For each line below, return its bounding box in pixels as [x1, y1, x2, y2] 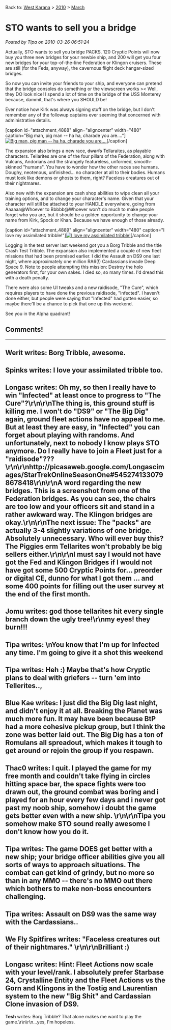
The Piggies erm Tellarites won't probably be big [5, 542, 162, 551]
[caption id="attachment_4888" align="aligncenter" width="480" [5, 127, 141, 133]
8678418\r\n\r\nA [5, 478, 63, 487]
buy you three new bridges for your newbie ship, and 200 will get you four [5, 54, 161, 60]
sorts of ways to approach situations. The [5, 861, 140, 869]
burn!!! [5, 623, 28, 632]
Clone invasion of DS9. [5, 1000, 79, 1009]
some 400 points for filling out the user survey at [5, 582, 164, 590]
